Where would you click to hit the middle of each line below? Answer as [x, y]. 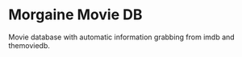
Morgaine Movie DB [75, 15]
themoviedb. [29, 45]
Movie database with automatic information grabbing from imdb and [122, 37]
